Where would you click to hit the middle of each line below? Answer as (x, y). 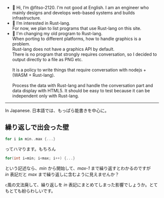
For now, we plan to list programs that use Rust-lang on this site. (77, 28)
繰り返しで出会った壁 (37, 127)
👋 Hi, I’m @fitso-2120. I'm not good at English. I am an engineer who (80, 8)
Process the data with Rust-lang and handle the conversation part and (82, 85)
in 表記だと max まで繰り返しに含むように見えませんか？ (62, 174)
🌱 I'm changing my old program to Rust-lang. (57, 33)
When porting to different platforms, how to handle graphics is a (77, 39)
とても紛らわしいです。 (32, 191)
